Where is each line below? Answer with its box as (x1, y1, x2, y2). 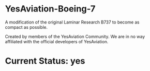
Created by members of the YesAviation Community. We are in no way (5, 34, 145, 39)
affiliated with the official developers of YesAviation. (5, 38, 108, 44)
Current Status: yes (5, 56, 86, 67)
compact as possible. (5, 24, 48, 30)
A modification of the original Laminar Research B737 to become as (5, 19, 139, 25)
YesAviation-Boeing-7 (5, 3, 96, 14)
